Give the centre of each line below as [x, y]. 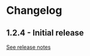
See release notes [28, 47]
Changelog [34, 11]
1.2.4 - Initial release [45, 33]
